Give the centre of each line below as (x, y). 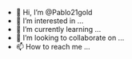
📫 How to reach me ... (53, 47)
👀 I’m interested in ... (50, 21)
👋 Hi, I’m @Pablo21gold (54, 12)
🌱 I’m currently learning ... (58, 29)
